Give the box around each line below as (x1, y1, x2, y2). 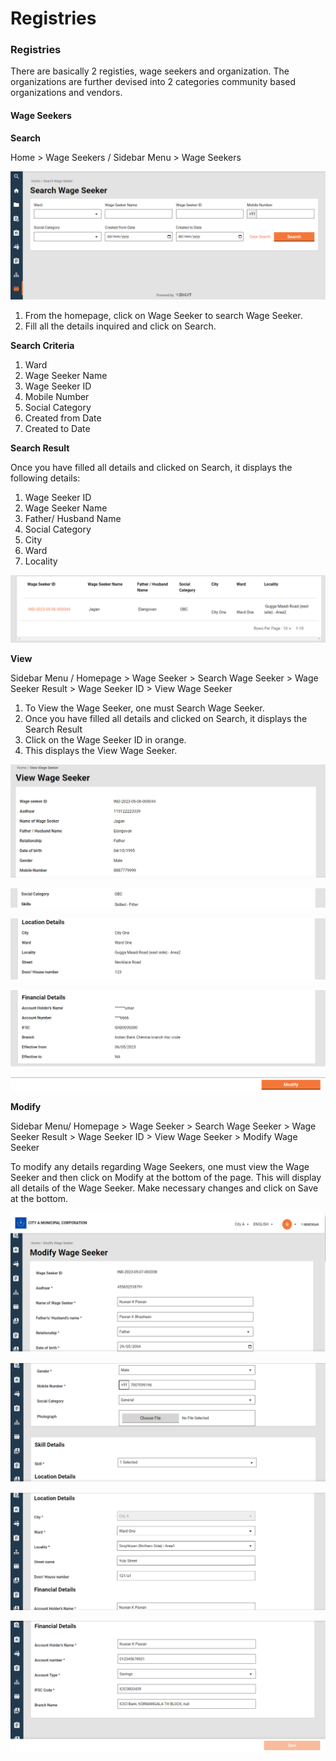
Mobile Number (24, 391, 90, 403)
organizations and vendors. (10, 87, 123, 99)
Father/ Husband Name (24, 513, 122, 525)
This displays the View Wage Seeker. (24, 744, 178, 756)
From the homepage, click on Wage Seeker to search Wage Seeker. (24, 310, 303, 322)
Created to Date (24, 423, 91, 435)
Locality (24, 555, 58, 567)
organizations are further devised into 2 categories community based (10, 76, 297, 88)
